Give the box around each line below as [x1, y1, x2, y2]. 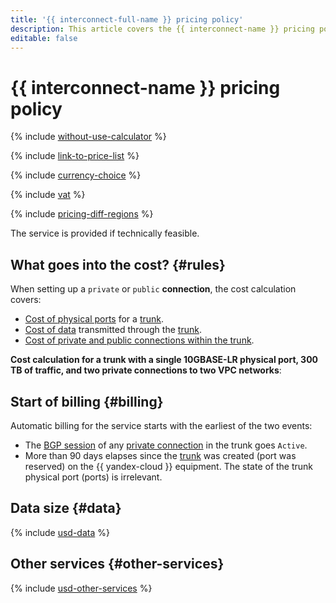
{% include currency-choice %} [10, 169, 142, 181]
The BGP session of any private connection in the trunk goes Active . [24, 439, 308, 451]
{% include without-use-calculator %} [10, 131, 167, 143]
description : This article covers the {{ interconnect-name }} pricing [10, 24, 315, 34]
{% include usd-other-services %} [10, 582, 153, 594]
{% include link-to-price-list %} [10, 150, 140, 162]
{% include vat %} [10, 189, 86, 201]
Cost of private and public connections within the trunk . [24, 334, 255, 346]
